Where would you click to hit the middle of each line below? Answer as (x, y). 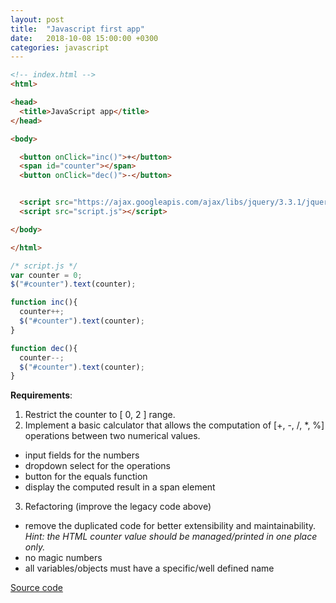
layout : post (37, 19)
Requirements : (41, 395)
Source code (36, 588)
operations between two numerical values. (112, 436)
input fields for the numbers (82, 455)
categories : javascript (60, 47)
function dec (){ (44, 348)
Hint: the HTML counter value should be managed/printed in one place (171, 537)
